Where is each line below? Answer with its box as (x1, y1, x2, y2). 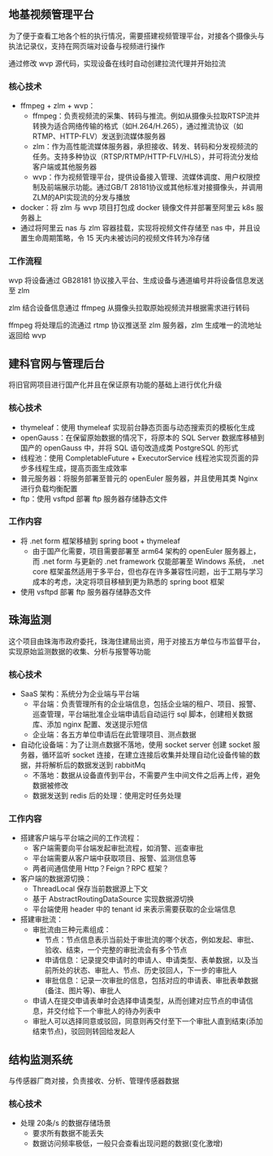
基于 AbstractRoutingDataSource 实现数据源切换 (32, 894, 195, 904)
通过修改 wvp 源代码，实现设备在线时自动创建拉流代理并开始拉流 (8, 58, 226, 68)
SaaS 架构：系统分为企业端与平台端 (19, 688, 140, 698)
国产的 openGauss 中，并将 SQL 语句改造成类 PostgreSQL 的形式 (19, 442, 239, 452)
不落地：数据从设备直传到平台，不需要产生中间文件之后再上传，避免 (32, 770, 261, 780)
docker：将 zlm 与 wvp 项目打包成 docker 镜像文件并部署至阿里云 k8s (19, 203, 254, 213)
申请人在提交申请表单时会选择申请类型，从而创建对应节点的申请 (32, 996, 246, 1006)
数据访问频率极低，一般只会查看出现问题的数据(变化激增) (32, 1139, 223, 1149)
